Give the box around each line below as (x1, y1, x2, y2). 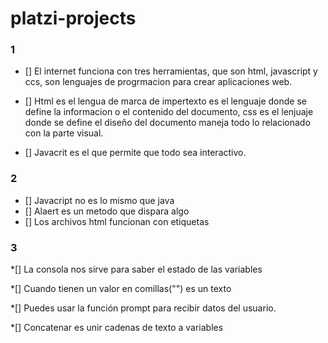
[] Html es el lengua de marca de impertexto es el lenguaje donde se (24, 95, 307, 107)
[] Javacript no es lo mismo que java (24, 194, 175, 206)
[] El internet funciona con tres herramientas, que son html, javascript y (24, 65, 318, 77)
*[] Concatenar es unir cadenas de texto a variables (10, 322, 224, 334)
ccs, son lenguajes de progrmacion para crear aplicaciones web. (24, 76, 293, 88)
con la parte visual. (24, 127, 104, 139)
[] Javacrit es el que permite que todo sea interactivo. (24, 147, 247, 159)
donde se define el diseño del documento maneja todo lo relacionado (24, 117, 311, 129)
